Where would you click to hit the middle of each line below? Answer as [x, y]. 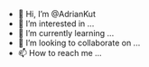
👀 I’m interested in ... [56, 24]
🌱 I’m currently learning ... [66, 33]
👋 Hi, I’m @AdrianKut [57, 14]
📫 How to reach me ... [60, 53]
